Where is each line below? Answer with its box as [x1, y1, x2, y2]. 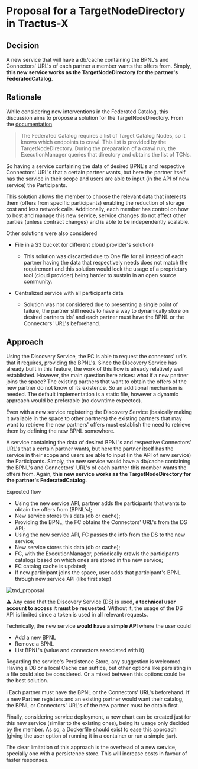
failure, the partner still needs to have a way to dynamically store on [23, 307, 189, 314]
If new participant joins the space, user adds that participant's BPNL [14, 568, 181, 576]
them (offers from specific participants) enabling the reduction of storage [6, 199, 185, 206]
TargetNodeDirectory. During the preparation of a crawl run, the [20, 144, 176, 152]
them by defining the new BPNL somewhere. [6, 427, 115, 434]
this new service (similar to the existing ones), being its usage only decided [6, 719, 190, 726]
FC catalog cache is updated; [14, 563, 87, 570]
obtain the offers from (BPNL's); [14, 506, 93, 513]
